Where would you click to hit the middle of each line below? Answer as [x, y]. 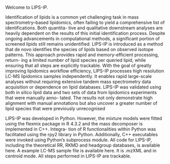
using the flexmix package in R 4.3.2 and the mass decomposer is [74, 124]
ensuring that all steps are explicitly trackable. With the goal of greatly [78, 66]
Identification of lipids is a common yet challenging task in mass [72, 17]
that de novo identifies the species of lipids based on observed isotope [79, 49]
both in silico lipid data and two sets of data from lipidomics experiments [81, 92]
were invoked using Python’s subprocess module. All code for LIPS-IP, [79, 140]
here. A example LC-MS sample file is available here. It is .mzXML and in [81, 151]
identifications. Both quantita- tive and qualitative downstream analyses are [84, 28]
